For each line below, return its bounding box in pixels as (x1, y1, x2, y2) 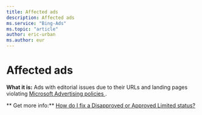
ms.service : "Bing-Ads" (6, 20, 67, 26)
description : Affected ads (6, 15, 75, 21)
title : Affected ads (6, 9, 59, 15)
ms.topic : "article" (6, 26, 59, 32)
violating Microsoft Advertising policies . (6, 89, 107, 97)
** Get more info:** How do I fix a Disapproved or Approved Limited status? (6, 102, 196, 109)
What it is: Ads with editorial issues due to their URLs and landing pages (6, 83, 188, 91)
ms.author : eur (6, 37, 45, 43)
